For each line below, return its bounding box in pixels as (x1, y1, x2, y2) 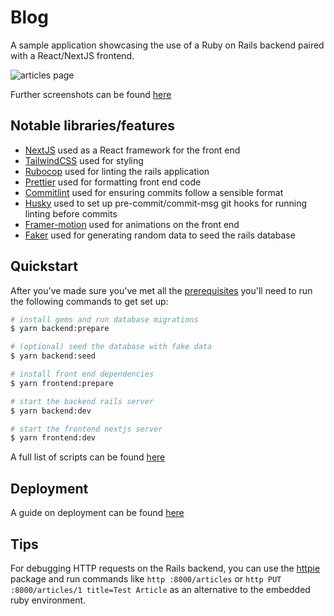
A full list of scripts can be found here (10, 451, 166, 463)
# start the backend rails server (10, 396, 155, 406)
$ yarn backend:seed (10, 351, 97, 361)
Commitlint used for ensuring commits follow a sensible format (24, 186, 284, 198)
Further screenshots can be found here (10, 88, 172, 100)
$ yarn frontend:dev (10, 433, 97, 443)
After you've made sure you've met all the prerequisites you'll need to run (10, 284, 313, 296)
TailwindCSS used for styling (24, 154, 144, 166)
